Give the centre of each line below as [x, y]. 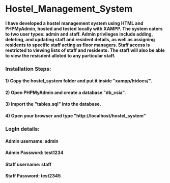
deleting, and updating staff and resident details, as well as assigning [80, 39]
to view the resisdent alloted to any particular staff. [60, 55]
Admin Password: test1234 [34, 152]
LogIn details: [22, 129]
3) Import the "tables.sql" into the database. [53, 104]
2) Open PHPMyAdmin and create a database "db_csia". [66, 93]
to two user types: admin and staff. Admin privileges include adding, [79, 34]
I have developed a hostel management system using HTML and [74, 23]
